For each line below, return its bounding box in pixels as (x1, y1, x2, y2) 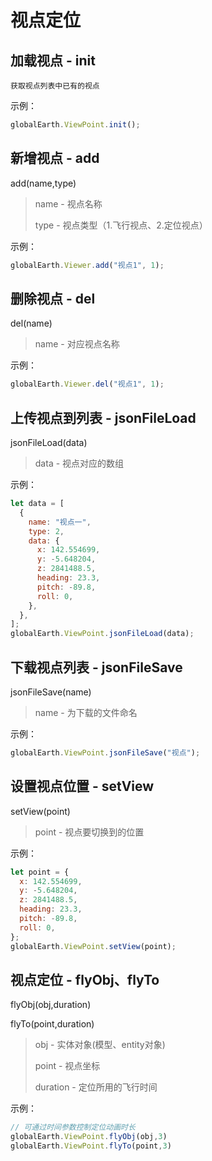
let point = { (10, 867, 70, 877)
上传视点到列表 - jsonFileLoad (10, 409, 197, 426)
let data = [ (10, 499, 65, 509)
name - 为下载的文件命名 (34, 707, 138, 718)
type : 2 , (28, 526, 65, 536)
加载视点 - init (10, 52, 96, 69)
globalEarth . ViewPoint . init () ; (10, 120, 141, 130)
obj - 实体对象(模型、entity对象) (34, 1039, 166, 1051)
